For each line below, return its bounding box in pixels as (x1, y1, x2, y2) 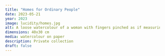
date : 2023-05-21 (5, 12, 41, 17)
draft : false (5, 43, 32, 48)
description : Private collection (5, 39, 74, 44)
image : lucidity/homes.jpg (5, 20, 60, 26)
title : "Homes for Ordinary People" (5, 7, 80, 12)
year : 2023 (5, 16, 27, 21)
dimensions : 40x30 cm (5, 30, 50, 35)
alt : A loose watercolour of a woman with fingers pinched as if (5, 25, 141, 30)
